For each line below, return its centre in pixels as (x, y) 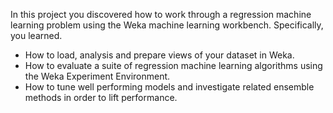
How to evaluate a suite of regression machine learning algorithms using (173, 65)
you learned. (36, 35)
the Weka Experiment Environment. (97, 76)
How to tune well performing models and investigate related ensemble (169, 87)
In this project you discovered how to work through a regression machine (161, 14)
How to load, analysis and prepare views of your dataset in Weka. (159, 55)
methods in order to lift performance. (101, 97)
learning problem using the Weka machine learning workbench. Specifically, (167, 25)
